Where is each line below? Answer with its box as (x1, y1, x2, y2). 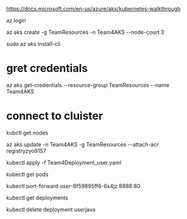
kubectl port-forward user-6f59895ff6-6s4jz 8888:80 (6, 182, 140, 189)
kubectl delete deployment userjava (6, 206, 96, 213)
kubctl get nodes (6, 129, 48, 136)
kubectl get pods (6, 171, 48, 178)
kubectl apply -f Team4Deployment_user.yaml (6, 159, 122, 166)
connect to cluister (6, 109, 103, 123)
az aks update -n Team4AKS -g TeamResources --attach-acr (6, 140, 159, 148)
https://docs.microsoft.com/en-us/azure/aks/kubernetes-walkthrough (6, 5, 181, 12)
